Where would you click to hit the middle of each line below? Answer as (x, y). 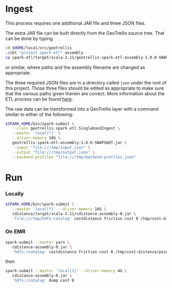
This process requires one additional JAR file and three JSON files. (76, 23)
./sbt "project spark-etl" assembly (44, 53)
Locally (15, 194)
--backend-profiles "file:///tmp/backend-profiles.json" (74, 157)
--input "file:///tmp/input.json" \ (51, 147)
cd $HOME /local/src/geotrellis (39, 48)
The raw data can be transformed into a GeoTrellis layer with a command (82, 109)
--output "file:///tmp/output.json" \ (53, 152)
